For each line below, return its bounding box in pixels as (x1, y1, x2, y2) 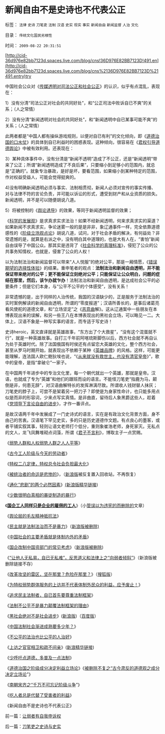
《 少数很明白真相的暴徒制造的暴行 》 (5, 492, 79, 498)
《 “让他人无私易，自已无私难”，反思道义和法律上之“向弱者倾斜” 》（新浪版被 (5, 554, 157, 560)
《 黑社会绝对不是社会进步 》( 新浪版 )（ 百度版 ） (5, 613, 99, 619)
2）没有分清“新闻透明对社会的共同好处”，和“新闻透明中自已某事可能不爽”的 (5, 116, 158, 122)
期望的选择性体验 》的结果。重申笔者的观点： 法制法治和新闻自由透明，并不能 (5, 265, 160, 271)
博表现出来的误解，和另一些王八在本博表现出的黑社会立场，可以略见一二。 (5, 312, 156, 318)
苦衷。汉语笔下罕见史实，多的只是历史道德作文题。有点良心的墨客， (18, 417, 156, 423)
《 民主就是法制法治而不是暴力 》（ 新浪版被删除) (5, 523, 100, 529)
